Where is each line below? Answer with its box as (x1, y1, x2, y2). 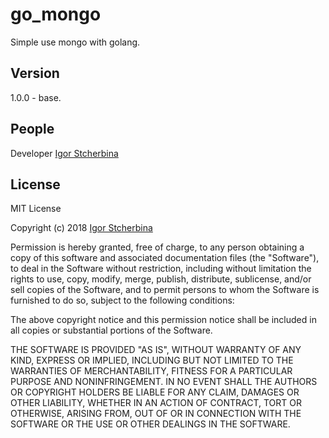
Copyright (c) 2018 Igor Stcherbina (10, 222, 153, 234)
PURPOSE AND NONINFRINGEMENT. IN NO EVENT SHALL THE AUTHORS (10, 376, 318, 388)
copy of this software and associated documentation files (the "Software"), (10, 252, 320, 264)
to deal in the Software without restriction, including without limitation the (10, 263, 312, 275)
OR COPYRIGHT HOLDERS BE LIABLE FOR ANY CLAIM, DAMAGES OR (10, 386, 300, 398)
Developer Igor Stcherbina (10, 147, 119, 159)
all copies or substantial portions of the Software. (10, 324, 213, 337)
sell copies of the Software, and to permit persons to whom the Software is (10, 284, 320, 296)
